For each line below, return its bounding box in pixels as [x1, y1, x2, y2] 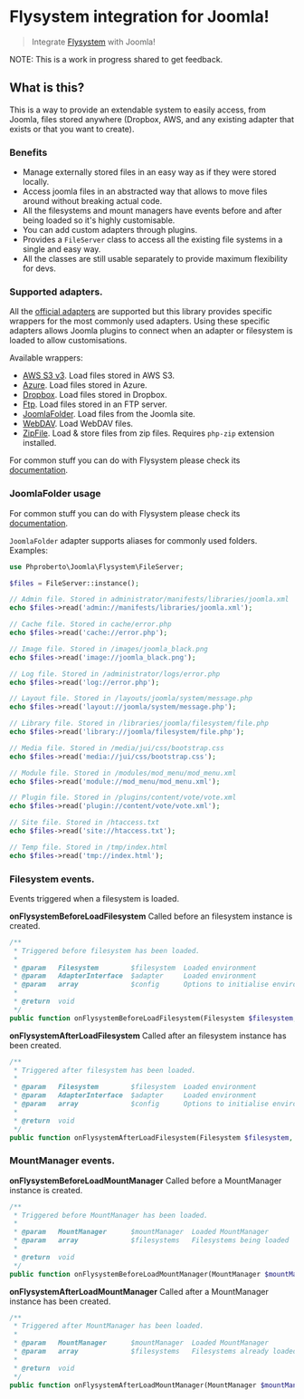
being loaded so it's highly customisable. [22, 215, 176, 226]
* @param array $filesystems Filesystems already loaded [13, 1347, 298, 1356]
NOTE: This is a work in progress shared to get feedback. [9, 53, 223, 64]
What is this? [9, 80, 85, 96]
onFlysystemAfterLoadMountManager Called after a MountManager [9, 1286, 269, 1297]
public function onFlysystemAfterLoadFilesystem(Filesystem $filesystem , [9, 1133, 294, 1143]
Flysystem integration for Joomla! [9, 6, 270, 27]
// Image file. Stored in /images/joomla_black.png [9, 644, 208, 653]
